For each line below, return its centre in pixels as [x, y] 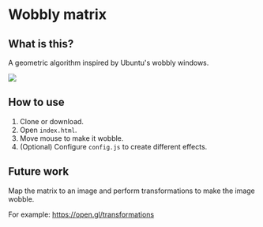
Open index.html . [48, 130]
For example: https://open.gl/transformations [81, 214]
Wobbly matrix [57, 15]
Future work [39, 172]
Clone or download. [52, 121]
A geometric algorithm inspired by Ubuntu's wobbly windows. [109, 62]
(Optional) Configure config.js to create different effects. [113, 146]
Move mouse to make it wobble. [71, 138]
